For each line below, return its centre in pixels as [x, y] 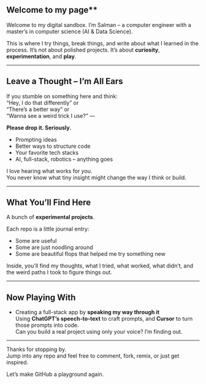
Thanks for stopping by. [36, 350]
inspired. [17, 363]
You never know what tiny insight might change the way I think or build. [97, 177]
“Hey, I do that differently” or [43, 102]
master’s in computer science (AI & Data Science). [70, 31]
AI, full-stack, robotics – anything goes [64, 159]
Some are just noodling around [54, 247]
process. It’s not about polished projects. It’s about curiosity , [83, 50]
